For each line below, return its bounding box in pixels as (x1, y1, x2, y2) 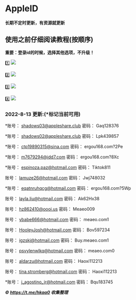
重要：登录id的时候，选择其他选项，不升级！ (5, 50, 95, 55)
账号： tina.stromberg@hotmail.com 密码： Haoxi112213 (5, 269, 117, 275)
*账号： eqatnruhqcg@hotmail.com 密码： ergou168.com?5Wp (5, 185, 131, 191)
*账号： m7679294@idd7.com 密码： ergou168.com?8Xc (5, 154, 119, 160)
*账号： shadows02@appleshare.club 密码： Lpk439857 (5, 133, 119, 139)
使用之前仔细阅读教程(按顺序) (5, 35, 94, 44)
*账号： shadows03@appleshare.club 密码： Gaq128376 (5, 123, 119, 129)
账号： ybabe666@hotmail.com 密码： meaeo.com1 (5, 217, 109, 223)
